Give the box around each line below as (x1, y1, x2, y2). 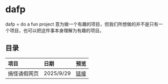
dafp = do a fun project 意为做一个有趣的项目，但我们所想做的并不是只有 (5, 21, 159, 27)
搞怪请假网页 (8, 70, 39, 77)
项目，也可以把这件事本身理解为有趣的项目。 (9, 27, 104, 34)
